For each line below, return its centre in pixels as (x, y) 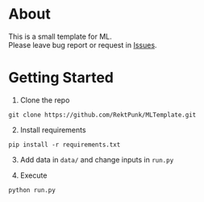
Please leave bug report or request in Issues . (83, 44)
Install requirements (53, 129)
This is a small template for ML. (60, 36)
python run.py (32, 190)
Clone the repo (45, 100)
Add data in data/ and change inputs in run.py (97, 159)
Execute (33, 175)
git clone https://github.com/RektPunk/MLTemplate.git (102, 115)
